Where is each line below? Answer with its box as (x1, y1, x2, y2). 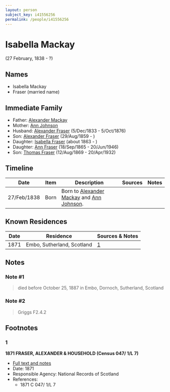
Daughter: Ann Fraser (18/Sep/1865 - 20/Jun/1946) (12, 144, 119, 150)
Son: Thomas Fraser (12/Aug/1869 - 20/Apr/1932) (12, 149, 116, 155)
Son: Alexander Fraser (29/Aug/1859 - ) (12, 133, 95, 139)
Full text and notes (12, 360, 52, 366)
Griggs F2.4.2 (17, 309, 47, 315)
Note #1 (5, 273, 24, 280)
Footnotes (5, 324, 38, 332)
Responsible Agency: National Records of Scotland (12, 371, 119, 377)
